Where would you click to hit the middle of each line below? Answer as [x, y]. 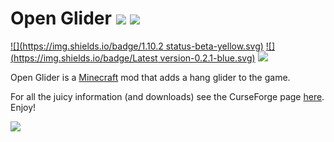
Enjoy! [23, 107]
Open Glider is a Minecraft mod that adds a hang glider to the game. [150, 77]
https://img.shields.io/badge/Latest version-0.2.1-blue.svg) [134, 58]
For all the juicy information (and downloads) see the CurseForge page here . [167, 96]
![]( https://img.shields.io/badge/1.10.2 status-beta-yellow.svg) [137, 46]
